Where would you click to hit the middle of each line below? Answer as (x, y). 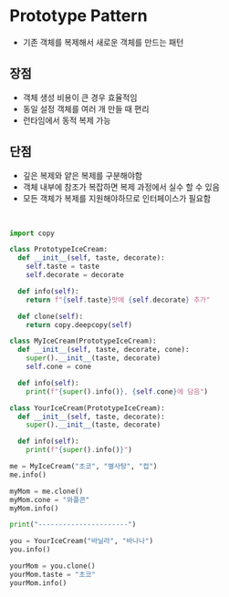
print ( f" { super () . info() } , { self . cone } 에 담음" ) (117, 391)
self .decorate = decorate (75, 275)
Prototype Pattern (78, 16)
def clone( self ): (51, 316)
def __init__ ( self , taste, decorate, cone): (104, 350)
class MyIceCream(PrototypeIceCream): (83, 341)
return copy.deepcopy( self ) (79, 324)
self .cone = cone (59, 367)
